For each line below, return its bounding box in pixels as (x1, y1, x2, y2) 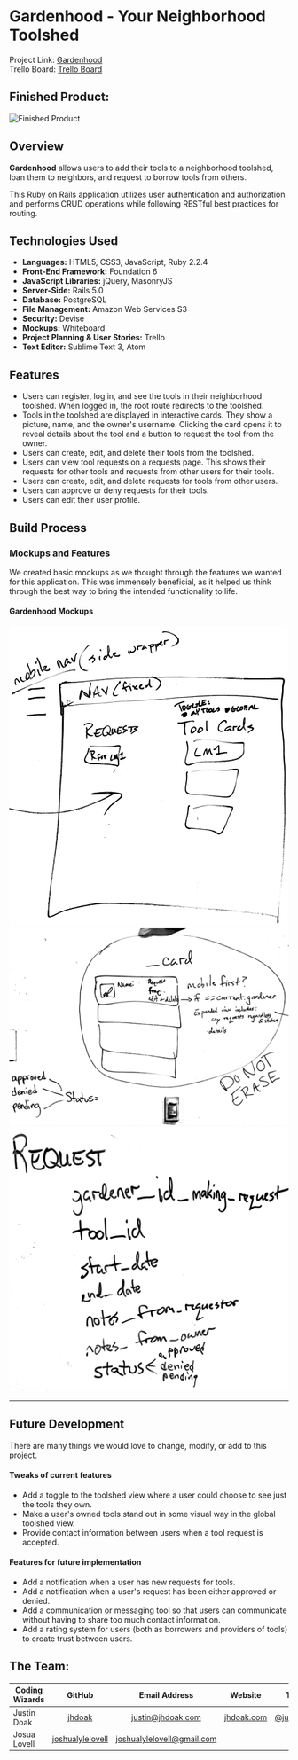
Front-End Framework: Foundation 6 (21, 266, 158, 277)
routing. (9, 207, 38, 218)
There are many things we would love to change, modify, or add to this (9, 1440, 268, 1451)
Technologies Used (9, 233, 118, 248)
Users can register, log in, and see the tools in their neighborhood (21, 391, 263, 402)
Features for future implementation (9, 1557, 142, 1568)
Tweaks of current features (9, 1470, 113, 1481)
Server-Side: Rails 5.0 (21, 286, 104, 296)
